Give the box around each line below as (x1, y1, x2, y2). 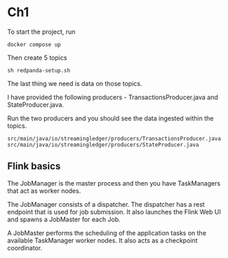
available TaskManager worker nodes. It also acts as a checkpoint (7, 236, 198, 245)
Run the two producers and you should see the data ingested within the (7, 114, 214, 122)
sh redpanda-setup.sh (7, 67, 71, 74)
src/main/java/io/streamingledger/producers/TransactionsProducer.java (7, 135, 221, 142)
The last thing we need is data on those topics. (7, 79, 142, 88)
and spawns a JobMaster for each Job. (7, 215, 121, 224)
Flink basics (7, 160, 61, 172)
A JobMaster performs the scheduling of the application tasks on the (7, 228, 207, 237)
